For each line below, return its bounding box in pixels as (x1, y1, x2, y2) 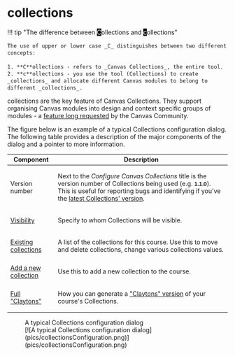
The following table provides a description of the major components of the (7, 132, 222, 141)
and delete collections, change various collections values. (57, 245, 224, 254)
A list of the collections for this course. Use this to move (57, 238, 218, 246)
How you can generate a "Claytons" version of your (57, 289, 206, 298)
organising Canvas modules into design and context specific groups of (7, 104, 211, 113)
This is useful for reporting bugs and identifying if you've (57, 187, 221, 195)
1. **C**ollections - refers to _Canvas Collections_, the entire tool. (7, 63, 224, 71)
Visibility (10, 215, 35, 225)
